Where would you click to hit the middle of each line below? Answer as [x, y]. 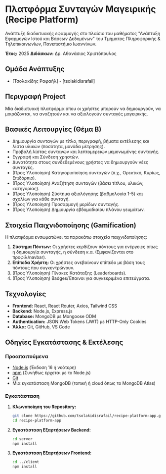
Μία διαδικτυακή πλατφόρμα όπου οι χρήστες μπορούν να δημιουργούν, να [83, 108]
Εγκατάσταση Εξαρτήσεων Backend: [52, 430]
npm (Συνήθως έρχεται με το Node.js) [51, 372]
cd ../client [26, 462]
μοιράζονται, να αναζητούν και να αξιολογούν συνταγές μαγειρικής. [77, 114]
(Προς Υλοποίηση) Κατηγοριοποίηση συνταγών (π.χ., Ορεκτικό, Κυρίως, [86, 173]
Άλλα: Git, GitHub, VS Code [41, 327]
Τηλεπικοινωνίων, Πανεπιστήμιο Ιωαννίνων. [51, 44]
